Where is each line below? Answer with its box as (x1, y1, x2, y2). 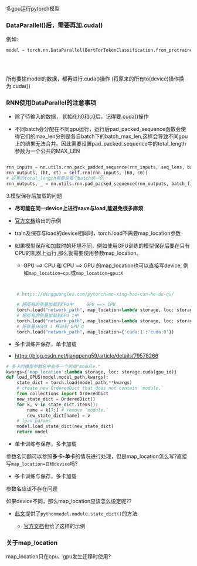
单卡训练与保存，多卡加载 (14, 440, 77, 447)
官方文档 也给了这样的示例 (23, 523, 86, 530)
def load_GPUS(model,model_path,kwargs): (6, 375, 109, 380)
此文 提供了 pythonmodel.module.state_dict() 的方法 (14, 510, 138, 517)
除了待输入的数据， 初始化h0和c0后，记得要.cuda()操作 (14, 113, 149, 120)
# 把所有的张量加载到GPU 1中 (16, 313, 79, 319)
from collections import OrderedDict (16, 391, 109, 397)
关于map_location (6, 539, 58, 547)
